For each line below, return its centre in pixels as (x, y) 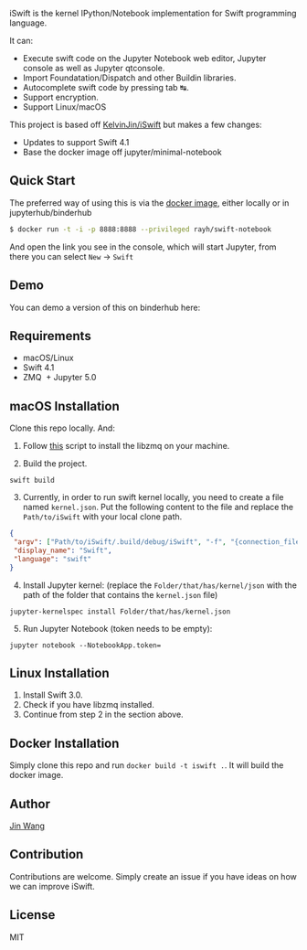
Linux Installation (59, 672)
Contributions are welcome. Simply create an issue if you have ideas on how (153, 876)
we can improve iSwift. (53, 886)
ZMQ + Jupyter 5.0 (59, 378)
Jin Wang (27, 826)
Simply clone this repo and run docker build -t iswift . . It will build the (147, 765)
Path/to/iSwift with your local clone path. (102, 517)
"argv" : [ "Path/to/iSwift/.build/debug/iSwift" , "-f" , (120, 542)
